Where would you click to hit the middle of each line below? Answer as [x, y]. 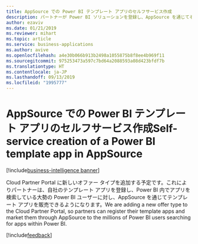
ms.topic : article [29, 39]
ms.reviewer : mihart [32, 34]
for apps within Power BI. [37, 223]
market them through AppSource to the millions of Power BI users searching [98, 217]
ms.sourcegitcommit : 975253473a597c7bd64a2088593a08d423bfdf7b [85, 61]
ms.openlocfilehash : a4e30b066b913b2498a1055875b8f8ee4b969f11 [85, 55]
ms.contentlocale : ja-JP [37, 72]
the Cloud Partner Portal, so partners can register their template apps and [95, 211]
